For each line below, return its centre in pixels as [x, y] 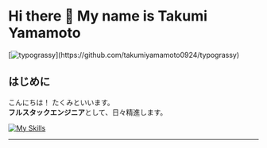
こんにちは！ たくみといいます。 [62, 102]
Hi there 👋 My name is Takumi [108, 16]
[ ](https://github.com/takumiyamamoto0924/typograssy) [124, 55]
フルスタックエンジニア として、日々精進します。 [88, 112]
